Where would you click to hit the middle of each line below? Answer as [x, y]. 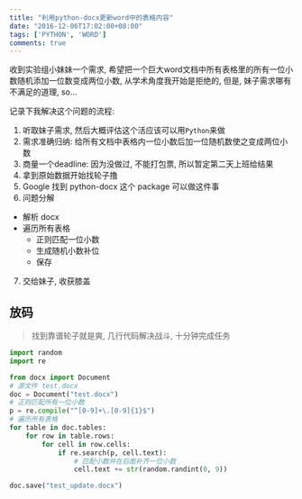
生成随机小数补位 [68, 251]
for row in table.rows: [70, 436]
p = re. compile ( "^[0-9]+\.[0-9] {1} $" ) [82, 411]
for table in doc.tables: [58, 428]
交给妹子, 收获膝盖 [56, 281]
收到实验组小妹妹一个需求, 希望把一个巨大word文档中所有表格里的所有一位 [147, 69]
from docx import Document [60, 377]
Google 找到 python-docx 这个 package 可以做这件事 [121, 186]
